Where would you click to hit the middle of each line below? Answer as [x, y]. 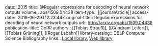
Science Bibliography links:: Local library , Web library [59, 38]
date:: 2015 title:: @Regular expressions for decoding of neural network [77, 7]
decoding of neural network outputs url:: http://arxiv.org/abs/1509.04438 [79, 23]
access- [140, 12]
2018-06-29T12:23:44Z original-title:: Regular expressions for [80, 17]
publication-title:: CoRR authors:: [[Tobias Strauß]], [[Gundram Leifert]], [77, 28]
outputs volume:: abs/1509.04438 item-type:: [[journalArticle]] [68, 12]
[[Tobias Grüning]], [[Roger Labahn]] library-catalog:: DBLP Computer [76, 33]
